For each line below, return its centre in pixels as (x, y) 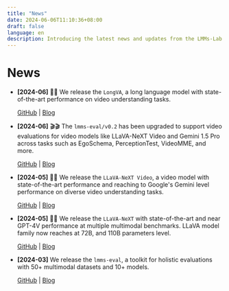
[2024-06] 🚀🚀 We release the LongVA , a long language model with (110, 92)
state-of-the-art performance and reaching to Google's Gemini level (113, 185)
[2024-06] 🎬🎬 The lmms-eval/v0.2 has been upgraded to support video (120, 126)
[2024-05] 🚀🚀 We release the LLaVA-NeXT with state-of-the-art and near (119, 219)
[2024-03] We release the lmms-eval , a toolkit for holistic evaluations (114, 260)
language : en (26, 33)
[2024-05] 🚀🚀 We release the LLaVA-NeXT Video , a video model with (113, 177)
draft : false (26, 26)
